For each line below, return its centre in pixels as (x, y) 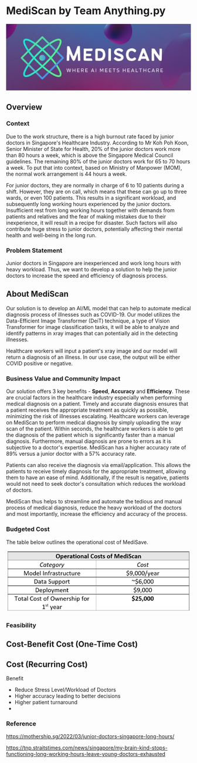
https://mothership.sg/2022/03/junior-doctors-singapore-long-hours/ (90, 737)
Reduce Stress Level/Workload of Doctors (65, 690)
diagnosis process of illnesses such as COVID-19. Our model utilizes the (93, 314)
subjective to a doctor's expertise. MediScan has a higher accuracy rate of (96, 448)
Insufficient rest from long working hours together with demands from (90, 210)
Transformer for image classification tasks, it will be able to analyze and (93, 327)
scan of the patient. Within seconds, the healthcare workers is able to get (95, 429)
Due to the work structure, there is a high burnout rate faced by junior (90, 136)
